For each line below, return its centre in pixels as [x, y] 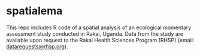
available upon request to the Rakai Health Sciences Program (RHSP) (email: [100, 40]
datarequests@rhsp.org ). [37, 46]
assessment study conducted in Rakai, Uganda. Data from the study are [95, 33]
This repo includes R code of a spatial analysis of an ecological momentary [99, 27]
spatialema [34, 11]
